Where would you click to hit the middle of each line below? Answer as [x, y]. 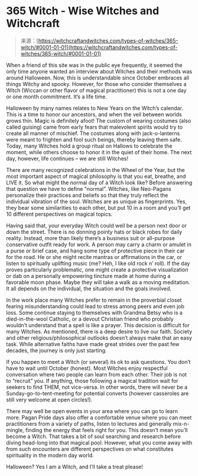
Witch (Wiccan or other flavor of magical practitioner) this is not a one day [96, 90]
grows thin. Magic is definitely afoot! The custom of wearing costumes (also [99, 120]
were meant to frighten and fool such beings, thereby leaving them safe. [94, 139]
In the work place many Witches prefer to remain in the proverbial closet [94, 300]
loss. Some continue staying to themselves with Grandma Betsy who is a [95, 312]
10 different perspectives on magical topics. [59, 214]
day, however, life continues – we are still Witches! [67, 158]
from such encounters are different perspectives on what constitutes [90, 449]
